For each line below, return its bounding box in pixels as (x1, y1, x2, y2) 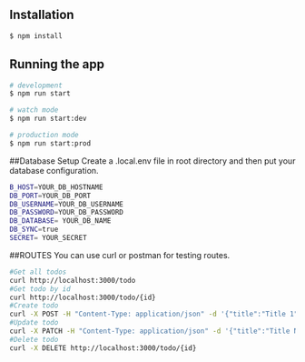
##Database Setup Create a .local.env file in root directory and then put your (9, 155, 296, 166)
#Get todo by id (9, 284, 71, 294)
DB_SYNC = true (9, 225, 59, 235)
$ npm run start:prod (9, 138, 92, 148)
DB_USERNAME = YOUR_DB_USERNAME (9, 199, 124, 208)
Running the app (9, 56, 104, 72)
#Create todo (9, 301, 59, 310)
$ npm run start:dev (9, 114, 88, 124)
